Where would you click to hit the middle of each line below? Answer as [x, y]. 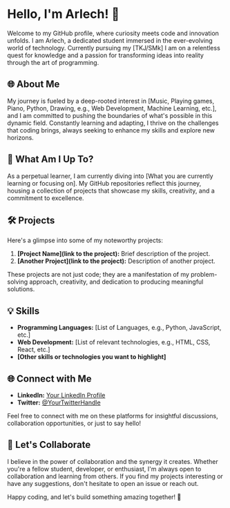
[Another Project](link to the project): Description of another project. [116, 261]
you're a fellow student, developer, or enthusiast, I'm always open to [104, 469]
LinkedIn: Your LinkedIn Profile [61, 395]
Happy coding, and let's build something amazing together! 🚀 [94, 497]
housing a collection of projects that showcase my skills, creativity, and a [111, 190]
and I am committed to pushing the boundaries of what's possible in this [110, 115]
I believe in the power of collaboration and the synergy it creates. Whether [113, 461]
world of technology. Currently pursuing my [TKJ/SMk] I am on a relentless [114, 48]
